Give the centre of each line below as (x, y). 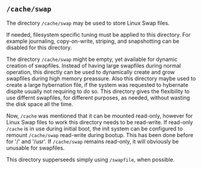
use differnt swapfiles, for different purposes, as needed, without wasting (98, 97)
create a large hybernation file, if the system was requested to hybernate (97, 84)
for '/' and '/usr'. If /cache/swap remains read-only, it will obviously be (93, 141)
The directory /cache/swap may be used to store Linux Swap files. (88, 23)
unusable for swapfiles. (35, 148)
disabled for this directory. (39, 47)
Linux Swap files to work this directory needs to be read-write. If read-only (100, 122)
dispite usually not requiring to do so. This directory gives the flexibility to (98, 91)
